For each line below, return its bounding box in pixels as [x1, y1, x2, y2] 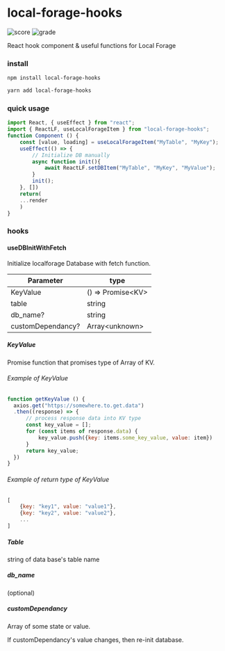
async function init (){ [32, 158, 101, 165]
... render [19, 197, 49, 204]
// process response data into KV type [25, 415, 141, 422]
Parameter [27, 275, 64, 285]
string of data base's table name [7, 555, 100, 563]
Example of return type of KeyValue [7, 475, 110, 483]
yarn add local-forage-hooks [7, 87, 92, 95]
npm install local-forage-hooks [7, 74, 101, 81]
